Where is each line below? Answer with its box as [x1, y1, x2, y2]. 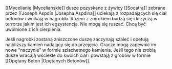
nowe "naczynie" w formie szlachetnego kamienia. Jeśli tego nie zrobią [5, 47, 156, 53]
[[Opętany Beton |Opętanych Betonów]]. [5, 58, 91, 63]
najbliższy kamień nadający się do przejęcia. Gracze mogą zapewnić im [5, 42, 157, 48]
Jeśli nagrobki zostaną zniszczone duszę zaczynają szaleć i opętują [5, 36, 149, 42]
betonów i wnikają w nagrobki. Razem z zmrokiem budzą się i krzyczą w [5, 16, 158, 21]
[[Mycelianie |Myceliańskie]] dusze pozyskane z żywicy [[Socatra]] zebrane [5, 5, 166, 11]
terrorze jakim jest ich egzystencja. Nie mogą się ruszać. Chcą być [5, 21, 146, 27]
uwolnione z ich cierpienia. [5, 26, 62, 32]
